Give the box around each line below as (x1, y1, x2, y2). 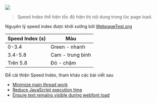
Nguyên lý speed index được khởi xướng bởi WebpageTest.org (5, 24, 132, 29)
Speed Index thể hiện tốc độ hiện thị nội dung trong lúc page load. (17, 14, 153, 20)
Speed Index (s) (7, 35, 46, 42)
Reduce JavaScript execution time (12, 87, 83, 93)
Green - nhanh (50, 43, 86, 50)
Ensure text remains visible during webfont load (12, 92, 110, 98)
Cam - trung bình (50, 52, 92, 58)
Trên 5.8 (7, 60, 28, 66)
